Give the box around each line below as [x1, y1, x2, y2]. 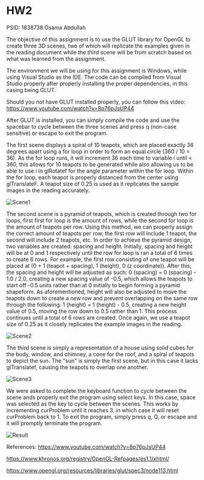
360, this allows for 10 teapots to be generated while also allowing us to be [6, 160, 194, 168]
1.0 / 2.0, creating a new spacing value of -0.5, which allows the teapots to [6, 275, 193, 282]
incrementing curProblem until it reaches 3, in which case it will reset [6, 406, 180, 414]
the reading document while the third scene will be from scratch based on [6, 48, 192, 56]
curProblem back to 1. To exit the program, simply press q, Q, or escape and [6, 413, 197, 420]
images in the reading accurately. [6, 187, 90, 194]
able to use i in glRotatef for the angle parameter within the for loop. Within [6, 167, 194, 174]
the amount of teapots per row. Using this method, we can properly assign [6, 223, 193, 231]
